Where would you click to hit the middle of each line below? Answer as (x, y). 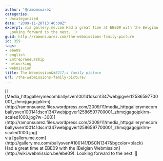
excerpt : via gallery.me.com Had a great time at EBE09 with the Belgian (82, 28)
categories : (17, 14)
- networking (18, 64)
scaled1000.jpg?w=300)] (30, 117)
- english (15, 55)
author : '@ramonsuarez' (29, 9)
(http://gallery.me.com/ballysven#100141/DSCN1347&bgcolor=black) (74, 143)
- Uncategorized (21, 18)
